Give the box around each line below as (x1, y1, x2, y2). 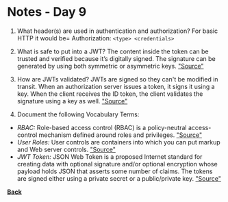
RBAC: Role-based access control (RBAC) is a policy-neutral (16, 123, 187, 131)
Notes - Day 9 (7, 4, 87, 20)
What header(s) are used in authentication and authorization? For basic (16, 27, 218, 35)
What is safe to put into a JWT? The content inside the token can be (16, 47, 209, 55)
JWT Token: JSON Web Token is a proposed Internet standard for (16, 152, 203, 161)
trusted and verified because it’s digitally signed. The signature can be (16, 54, 216, 62)
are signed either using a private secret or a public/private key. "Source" (16, 174, 221, 182)
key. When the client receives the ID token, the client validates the (16, 90, 203, 98)
